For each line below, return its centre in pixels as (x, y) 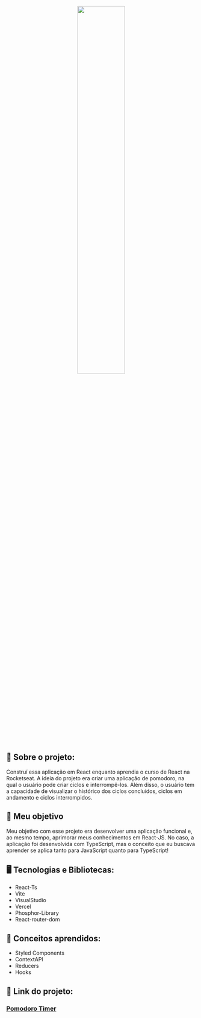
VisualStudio (30, 900)
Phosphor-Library (37, 913)
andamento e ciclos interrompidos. (49, 797)
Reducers (27, 966)
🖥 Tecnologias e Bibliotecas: (60, 870)
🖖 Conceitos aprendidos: (54, 938)
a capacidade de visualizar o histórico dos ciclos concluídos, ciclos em (94, 791)
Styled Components (40, 953)
